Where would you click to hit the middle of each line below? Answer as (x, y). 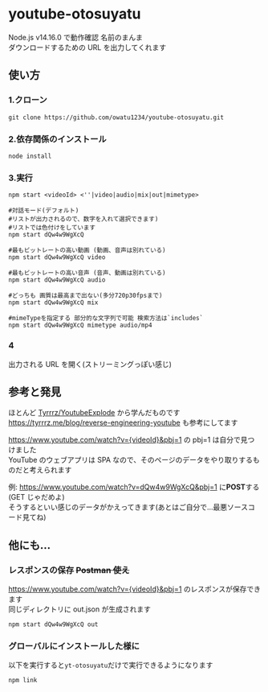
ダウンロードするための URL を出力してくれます (87, 47)
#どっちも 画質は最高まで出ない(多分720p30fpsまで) (85, 296)
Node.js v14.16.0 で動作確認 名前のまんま (75, 37)
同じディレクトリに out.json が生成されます (79, 609)
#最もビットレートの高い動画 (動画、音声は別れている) (87, 250)
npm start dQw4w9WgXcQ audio (57, 280)
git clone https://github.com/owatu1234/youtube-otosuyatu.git (116, 117)
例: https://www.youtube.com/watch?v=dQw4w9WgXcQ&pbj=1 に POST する (134, 487)
